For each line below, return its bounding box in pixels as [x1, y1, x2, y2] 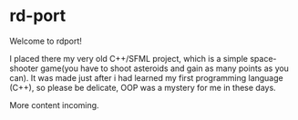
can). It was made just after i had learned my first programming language [9, 72, 284, 83]
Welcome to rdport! [9, 35, 82, 46]
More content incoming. [9, 99, 99, 110]
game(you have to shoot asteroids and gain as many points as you [40, 63, 290, 74]
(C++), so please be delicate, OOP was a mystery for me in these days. [9, 82, 276, 93]
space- [250, 53, 277, 64]
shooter [9, 63, 39, 74]
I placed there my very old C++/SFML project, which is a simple [9, 53, 249, 64]
